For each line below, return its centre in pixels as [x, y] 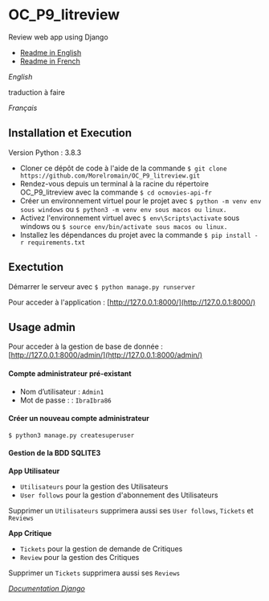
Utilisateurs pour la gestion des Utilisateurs [94, 486]
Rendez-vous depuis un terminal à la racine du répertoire [114, 183]
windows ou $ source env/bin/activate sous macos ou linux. [124, 226]
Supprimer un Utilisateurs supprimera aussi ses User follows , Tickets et [131, 510]
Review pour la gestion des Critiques [79, 557]
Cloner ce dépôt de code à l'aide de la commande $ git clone [123, 168]
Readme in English [51, 52]
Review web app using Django [58, 37]
